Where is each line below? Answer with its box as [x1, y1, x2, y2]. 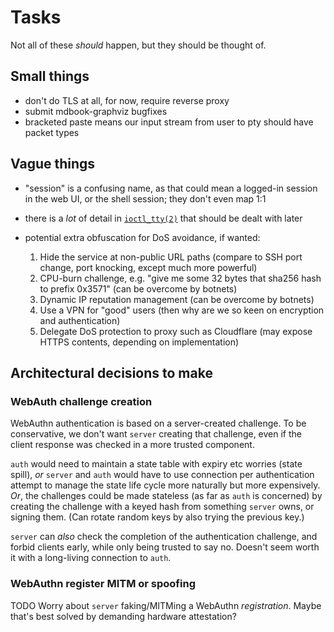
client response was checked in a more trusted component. [10, 439, 255, 451]
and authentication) [39, 314, 121, 326]
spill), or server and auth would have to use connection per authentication [10, 469, 315, 481]
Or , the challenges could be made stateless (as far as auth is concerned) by [10, 490, 323, 502]
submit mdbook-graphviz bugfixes [24, 105, 168, 117]
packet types [24, 126, 80, 138]
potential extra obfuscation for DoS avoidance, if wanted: [24, 231, 261, 243]
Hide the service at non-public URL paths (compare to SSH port [39, 251, 303, 263]
